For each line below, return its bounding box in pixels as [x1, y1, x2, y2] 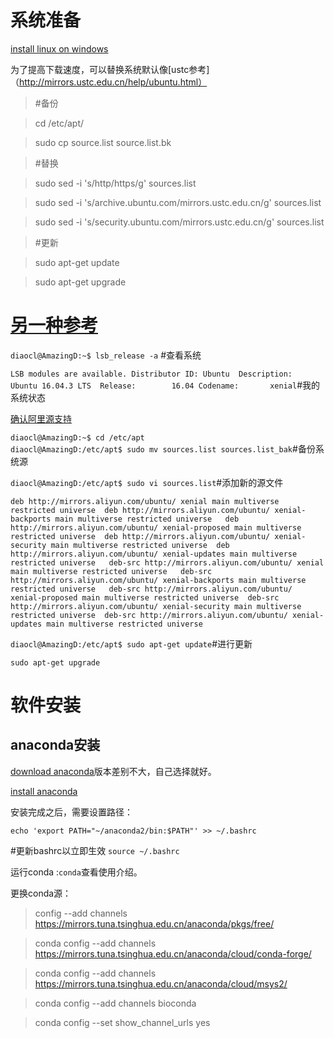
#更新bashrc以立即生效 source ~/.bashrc [10, 844, 180, 856]
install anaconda [10, 785, 78, 797]
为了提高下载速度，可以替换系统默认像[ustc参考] [10, 63, 210, 75]
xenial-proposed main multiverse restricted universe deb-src [10, 592, 280, 603]
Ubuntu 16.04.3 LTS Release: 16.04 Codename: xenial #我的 [10, 379, 321, 391]
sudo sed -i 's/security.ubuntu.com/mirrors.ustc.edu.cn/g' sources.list [34, 216, 325, 228]
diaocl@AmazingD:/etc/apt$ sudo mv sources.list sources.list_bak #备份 [10, 442, 316, 455]
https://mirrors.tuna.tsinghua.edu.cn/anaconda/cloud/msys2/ [34, 977, 288, 990]
